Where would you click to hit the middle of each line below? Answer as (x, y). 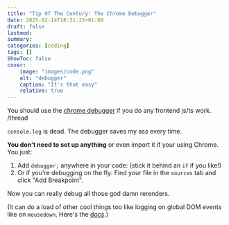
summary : (20, 39)
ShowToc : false (29, 59)
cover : (17, 65)
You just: (20, 152)
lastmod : (20, 33)
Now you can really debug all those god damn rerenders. (88, 194)
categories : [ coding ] (39, 46)
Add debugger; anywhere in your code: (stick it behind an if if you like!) (119, 165)
